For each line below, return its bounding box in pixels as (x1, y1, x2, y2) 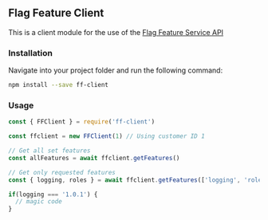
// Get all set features (8, 147, 91, 155)
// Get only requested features (8, 168, 116, 176)
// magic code (15, 198, 62, 206)
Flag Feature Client (8, 6, 104, 20)
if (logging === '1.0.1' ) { (8, 191, 98, 198)
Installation (8, 47, 53, 58)
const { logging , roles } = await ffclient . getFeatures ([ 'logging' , (8, 175, 241, 184)
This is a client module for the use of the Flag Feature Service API (8, 27, 224, 37)
